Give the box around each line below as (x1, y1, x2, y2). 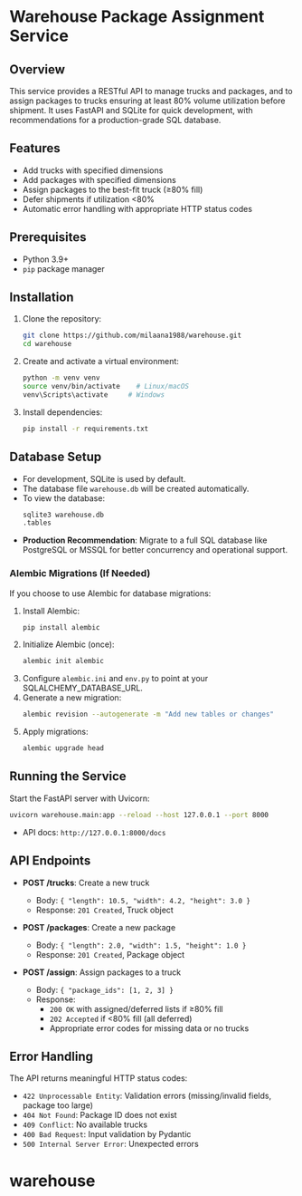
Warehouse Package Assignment (9, 6, 265, 27)
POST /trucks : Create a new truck (22, 877, 150, 888)
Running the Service (9, 768, 127, 785)
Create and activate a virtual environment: (22, 356, 179, 367)
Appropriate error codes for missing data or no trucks (49, 1022, 250, 1034)
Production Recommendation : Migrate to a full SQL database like (22, 535, 268, 545)
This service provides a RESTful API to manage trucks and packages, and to (9, 86, 293, 96)
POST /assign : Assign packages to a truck (22, 967, 182, 978)
